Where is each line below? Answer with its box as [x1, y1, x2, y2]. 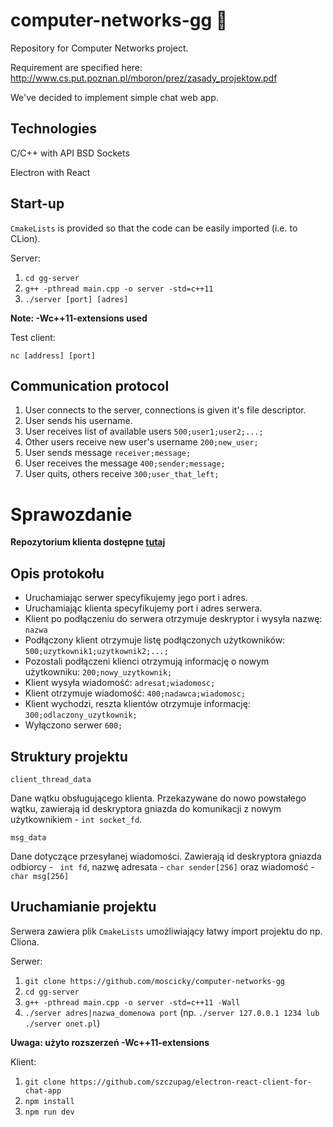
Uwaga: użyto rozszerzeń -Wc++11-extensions [10, 1036, 210, 1048]
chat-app [24, 1085, 62, 1096]
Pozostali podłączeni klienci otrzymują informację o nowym [24, 655, 270, 668]
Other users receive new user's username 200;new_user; [24, 436, 259, 448]
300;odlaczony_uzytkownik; [24, 710, 138, 721]
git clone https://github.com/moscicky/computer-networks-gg [24, 976, 286, 986]
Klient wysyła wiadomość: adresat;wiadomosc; [24, 677, 216, 689]
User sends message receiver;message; [24, 447, 192, 459]
